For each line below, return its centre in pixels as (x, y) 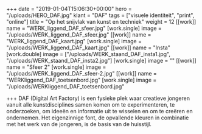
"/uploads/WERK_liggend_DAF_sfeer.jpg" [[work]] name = (79, 35)
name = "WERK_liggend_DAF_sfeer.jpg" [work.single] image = (84, 28)
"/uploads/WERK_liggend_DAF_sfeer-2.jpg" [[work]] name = (82, 73)
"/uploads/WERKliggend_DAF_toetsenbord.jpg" (65, 86)
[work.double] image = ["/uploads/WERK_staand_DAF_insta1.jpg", (88, 54)
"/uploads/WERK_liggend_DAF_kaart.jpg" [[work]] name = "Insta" (88, 48)
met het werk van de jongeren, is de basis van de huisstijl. (79, 124)
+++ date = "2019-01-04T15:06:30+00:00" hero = (69, 9)
